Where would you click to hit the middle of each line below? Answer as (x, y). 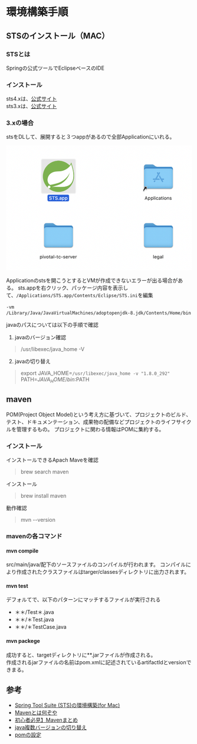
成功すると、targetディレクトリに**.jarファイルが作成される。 (81, 655)
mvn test (17, 586)
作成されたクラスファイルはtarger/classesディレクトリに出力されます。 (103, 572)
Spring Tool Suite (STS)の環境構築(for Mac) (67, 705)
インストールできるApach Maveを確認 (52, 460)
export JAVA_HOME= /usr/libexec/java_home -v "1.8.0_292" (95, 373)
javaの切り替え (33, 362)
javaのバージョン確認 (40, 337)
